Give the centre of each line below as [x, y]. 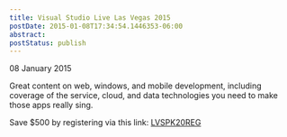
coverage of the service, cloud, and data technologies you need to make [144, 96]
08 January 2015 [40, 68]
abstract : [28, 34]
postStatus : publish [48, 43]
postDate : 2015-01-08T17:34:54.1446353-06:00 [96, 26]
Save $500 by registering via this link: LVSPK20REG [105, 123]
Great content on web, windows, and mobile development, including [136, 86]
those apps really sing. [51, 105]
